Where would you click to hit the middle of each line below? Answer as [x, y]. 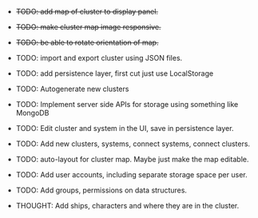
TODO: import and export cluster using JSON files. [99, 58]
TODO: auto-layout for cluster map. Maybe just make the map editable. [132, 159]
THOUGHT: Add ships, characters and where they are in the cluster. [127, 206]
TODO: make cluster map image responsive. [88, 27]
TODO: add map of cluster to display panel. [87, 12]
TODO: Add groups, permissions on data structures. [101, 190]
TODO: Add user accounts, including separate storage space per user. [131, 174]
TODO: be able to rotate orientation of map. [87, 42]
